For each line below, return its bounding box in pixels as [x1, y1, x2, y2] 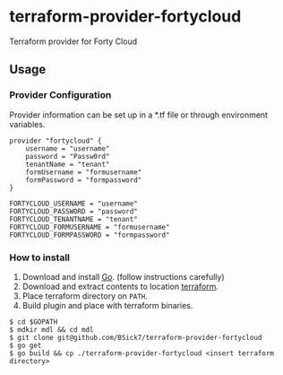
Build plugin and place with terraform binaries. [21, 300, 193, 310]
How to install [9, 251, 70, 264]
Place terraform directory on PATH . [21, 290, 148, 301]
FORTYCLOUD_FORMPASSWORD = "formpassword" [9, 231, 170, 240]
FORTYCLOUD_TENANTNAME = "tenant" [9, 214, 139, 223]
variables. [9, 118, 46, 129]
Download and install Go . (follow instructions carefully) [21, 271, 226, 282]
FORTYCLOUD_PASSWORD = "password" [9, 206, 139, 216]
